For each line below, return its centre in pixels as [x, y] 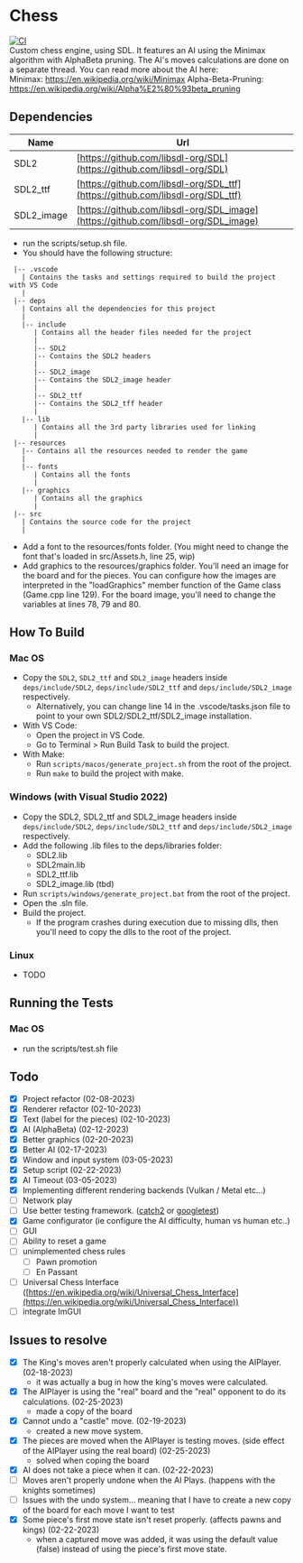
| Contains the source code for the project [106, 522]
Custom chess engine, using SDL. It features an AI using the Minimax [138, 50]
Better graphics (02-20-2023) [78, 1139]
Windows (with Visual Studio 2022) [89, 797]
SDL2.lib [51, 855]
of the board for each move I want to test [98, 1510]
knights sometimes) [59, 1490]
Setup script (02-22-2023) [72, 1170]
